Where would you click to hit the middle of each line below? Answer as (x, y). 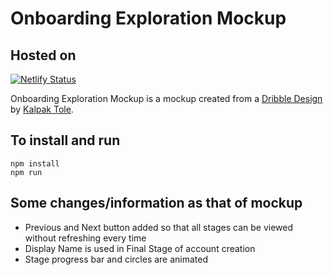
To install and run (65, 140)
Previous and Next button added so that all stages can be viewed (159, 227)
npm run (26, 172)
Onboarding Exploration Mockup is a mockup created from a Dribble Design (166, 98)
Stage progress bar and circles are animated (116, 259)
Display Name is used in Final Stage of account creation (140, 248)
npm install (35, 163)
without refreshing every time (85, 238)
